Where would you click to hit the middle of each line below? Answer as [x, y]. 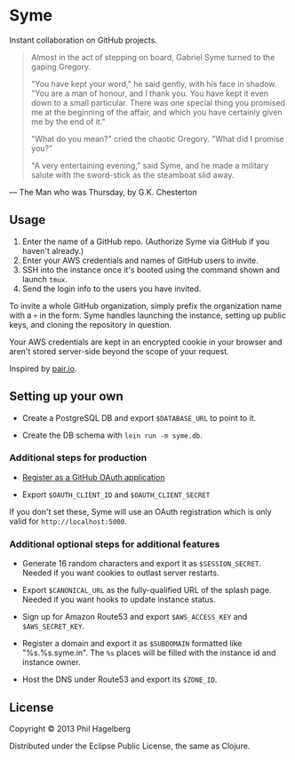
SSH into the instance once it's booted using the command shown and [151, 269]
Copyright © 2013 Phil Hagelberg [70, 728]
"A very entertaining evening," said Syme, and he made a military [150, 165]
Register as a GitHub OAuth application [93, 477]
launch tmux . [45, 279]
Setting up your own [66, 396]
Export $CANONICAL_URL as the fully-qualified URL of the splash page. [147, 590]
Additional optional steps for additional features [115, 544]
